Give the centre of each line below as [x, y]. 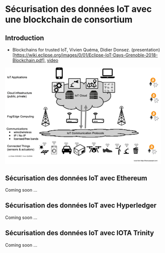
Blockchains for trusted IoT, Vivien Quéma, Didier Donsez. [71, 50]
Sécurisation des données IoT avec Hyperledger [81, 206]
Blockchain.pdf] [28, 60]
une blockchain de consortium [69, 20]
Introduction [25, 38]
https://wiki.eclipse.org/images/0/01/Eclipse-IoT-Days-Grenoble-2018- [86, 55]
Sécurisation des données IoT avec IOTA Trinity [80, 233]
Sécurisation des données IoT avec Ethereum [76, 178]
